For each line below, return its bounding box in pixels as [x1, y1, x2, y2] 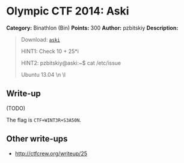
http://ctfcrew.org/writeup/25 [14, 150, 88, 157]
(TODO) [6, 104, 26, 112]
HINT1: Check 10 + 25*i [20, 47, 79, 55]
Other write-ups [6, 134, 68, 144]
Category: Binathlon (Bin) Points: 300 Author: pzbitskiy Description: [6, 24, 179, 31]
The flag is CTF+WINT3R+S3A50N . [6, 116, 81, 123]
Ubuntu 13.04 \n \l [20, 71, 66, 78]
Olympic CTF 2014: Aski [6, 4, 129, 18]
